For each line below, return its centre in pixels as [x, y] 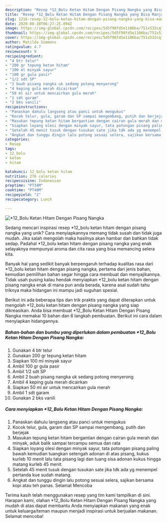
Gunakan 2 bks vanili [34, 398]
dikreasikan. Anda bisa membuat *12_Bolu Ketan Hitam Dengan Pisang [78, 310]
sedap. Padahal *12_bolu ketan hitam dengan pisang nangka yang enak [79, 243]
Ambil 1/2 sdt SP [29, 371]
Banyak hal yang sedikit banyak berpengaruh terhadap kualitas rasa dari [79, 263]
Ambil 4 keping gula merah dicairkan [50, 382]
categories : [17, 139]
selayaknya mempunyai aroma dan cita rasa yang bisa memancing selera [80, 249]
